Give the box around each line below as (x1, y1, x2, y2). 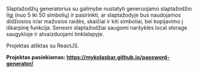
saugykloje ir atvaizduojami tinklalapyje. (6, 31, 105, 38)
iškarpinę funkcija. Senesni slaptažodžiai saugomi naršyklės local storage (6, 24, 187, 31)
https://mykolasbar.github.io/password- (66, 54, 170, 60)
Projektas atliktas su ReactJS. (6, 42, 80, 49)
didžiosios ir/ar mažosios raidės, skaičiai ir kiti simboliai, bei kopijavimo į (6, 18, 184, 25)
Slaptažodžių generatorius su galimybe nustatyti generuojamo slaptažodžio (6, 5, 193, 12)
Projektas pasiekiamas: (6, 54, 66, 60)
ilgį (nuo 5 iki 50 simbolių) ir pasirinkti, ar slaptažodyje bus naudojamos (6, 11, 181, 19)
